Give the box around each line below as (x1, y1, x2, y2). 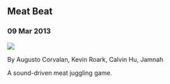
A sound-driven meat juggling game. (7, 69, 113, 77)
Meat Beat (7, 6, 53, 17)
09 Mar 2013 (7, 26, 51, 36)
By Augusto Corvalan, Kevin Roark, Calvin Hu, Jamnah (7, 55, 164, 63)
